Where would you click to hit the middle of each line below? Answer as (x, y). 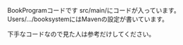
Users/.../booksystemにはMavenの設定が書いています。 (88, 19)
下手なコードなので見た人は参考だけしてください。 (81, 34)
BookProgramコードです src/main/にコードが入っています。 (94, 10)
